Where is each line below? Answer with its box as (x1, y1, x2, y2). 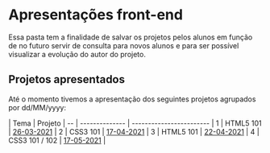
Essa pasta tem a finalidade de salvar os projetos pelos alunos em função (8, 32, 253, 42)
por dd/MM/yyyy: (8, 102, 67, 112)
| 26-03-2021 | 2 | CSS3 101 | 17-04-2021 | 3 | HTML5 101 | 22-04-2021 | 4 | (8, 126, 260, 136)
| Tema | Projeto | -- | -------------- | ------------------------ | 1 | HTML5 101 (8, 118, 262, 128)
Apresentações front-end (8, 6, 184, 24)
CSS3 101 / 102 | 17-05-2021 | (8, 135, 106, 145)
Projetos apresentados (8, 72, 126, 86)
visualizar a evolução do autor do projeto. (8, 49, 147, 59)
